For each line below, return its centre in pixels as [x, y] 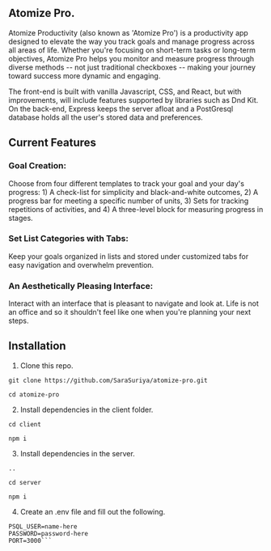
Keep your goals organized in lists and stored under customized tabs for [129, 256]
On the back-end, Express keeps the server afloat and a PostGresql [121, 108]
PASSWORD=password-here [49, 533]
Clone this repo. [47, 365]
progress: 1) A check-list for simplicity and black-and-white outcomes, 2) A [133, 192]
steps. [19, 321]
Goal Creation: [38, 166]
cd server [25, 482]
